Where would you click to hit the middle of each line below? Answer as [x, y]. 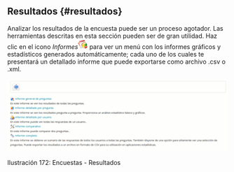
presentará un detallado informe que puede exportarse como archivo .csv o [117, 62]
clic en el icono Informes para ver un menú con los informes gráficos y [114, 46]
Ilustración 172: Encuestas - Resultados [64, 163]
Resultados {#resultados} [65, 12]
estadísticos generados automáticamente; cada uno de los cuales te [106, 54]
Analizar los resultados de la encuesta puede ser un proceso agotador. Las [115, 28]
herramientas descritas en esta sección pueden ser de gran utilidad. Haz [112, 36]
